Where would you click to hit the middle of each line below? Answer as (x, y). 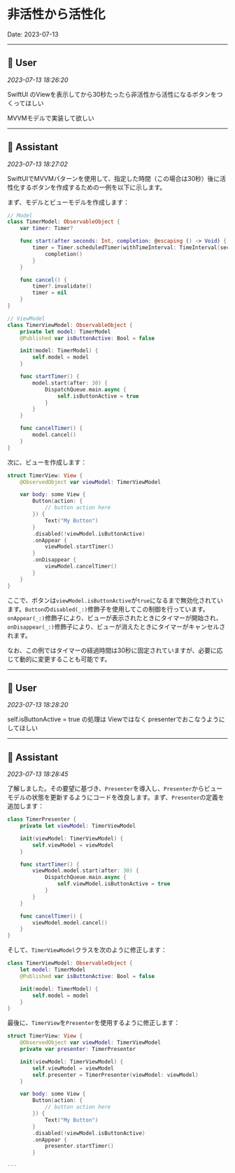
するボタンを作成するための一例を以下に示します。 (93, 187)
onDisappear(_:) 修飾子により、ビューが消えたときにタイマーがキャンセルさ (116, 626)
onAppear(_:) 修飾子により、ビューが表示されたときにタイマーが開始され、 (115, 617)
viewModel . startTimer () (79, 547)
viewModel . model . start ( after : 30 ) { (86, 871)
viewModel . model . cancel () (70, 923)
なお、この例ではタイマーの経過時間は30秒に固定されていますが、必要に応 (115, 650)
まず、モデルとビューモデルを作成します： (69, 202)
